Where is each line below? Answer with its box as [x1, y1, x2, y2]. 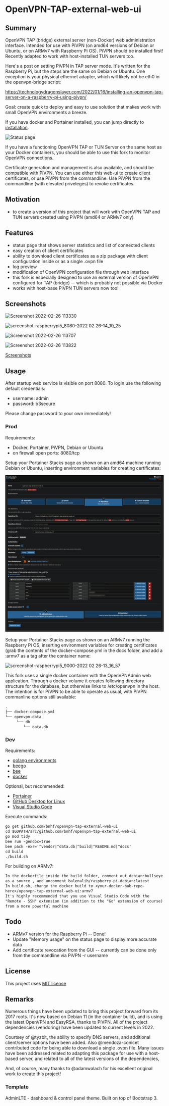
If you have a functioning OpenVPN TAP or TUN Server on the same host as [5, 144, 162, 150]
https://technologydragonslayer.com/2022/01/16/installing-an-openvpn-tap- [5, 89, 163, 94]
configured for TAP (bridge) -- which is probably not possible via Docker [12, 279, 163, 286]
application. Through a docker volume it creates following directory [5, 678, 144, 684]
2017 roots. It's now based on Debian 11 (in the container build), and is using [5, 1014, 162, 1020]
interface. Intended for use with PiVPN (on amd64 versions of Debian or [5, 42, 154, 48]
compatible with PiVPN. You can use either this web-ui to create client [5, 170, 151, 176]
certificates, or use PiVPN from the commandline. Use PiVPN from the [5, 175, 150, 181]
